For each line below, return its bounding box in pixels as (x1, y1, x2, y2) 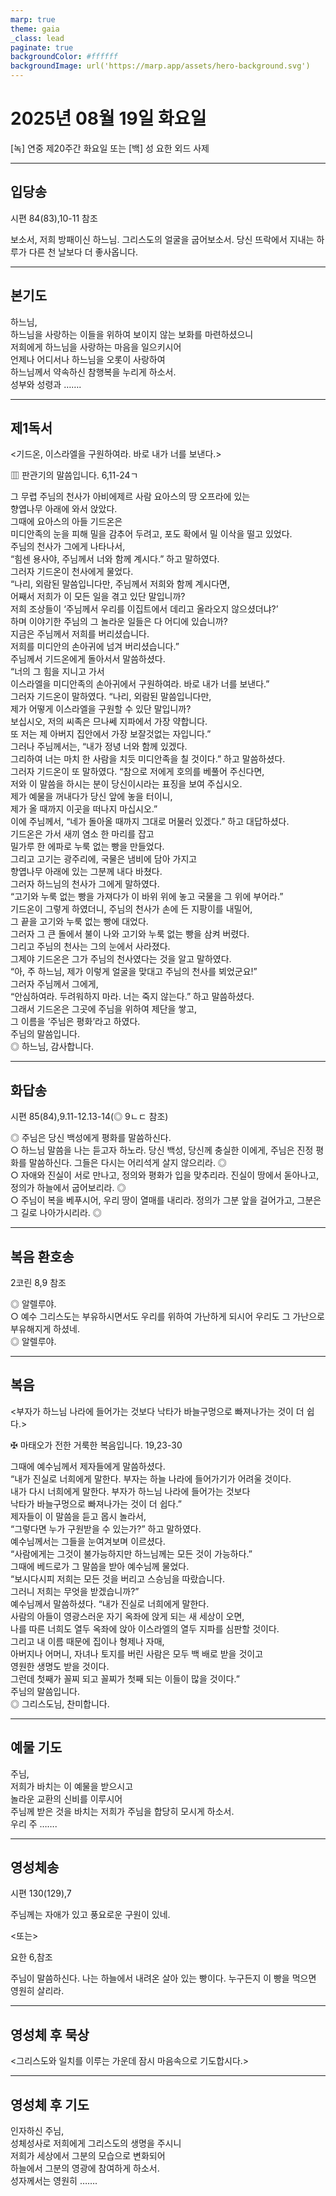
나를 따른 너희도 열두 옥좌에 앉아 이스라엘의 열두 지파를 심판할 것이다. (10, 1622, 280, 1635)
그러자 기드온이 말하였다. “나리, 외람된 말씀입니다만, (10, 691, 212, 703)
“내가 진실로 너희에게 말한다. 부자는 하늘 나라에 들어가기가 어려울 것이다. (10, 1472, 292, 1485)
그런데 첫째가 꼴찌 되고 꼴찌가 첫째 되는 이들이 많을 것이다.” (10, 1672, 240, 1685)
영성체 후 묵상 (10, 2026, 90, 2043)
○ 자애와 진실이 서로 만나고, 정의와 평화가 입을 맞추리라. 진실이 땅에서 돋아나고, (10, 1169, 320, 1181)
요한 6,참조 (10, 1951, 53, 1963)
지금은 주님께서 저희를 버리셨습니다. (10, 628, 150, 640)
